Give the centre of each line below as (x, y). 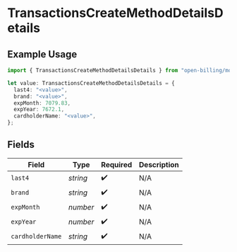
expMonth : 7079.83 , (42, 103)
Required (117, 164)
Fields (21, 145)
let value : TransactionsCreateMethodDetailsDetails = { (91, 83)
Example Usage (42, 54)
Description (159, 164)
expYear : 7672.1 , (39, 110)
